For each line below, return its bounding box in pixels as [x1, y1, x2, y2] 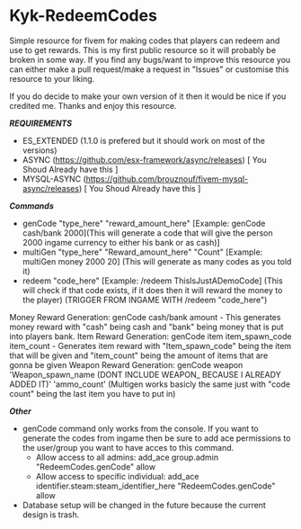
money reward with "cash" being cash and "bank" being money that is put [9, 321, 285, 332]
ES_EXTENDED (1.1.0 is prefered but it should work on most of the [22, 135, 265, 146]
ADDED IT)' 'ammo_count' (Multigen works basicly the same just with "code [9, 379, 290, 390]
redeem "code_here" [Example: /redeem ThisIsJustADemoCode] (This [22, 275, 283, 286]
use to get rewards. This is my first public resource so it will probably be [9, 44, 277, 55]
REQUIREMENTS [9, 118, 73, 129]
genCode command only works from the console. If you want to [22, 423, 259, 434]
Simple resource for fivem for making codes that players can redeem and [9, 35, 280, 46]
